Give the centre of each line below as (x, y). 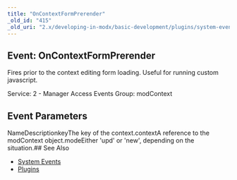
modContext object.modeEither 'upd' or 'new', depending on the (101, 140)
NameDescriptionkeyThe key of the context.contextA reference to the (109, 133)
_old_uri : (22, 27)
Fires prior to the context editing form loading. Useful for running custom (113, 73)
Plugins (29, 169)
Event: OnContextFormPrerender (81, 55)
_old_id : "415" (30, 20)
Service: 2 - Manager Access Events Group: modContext (90, 94)
